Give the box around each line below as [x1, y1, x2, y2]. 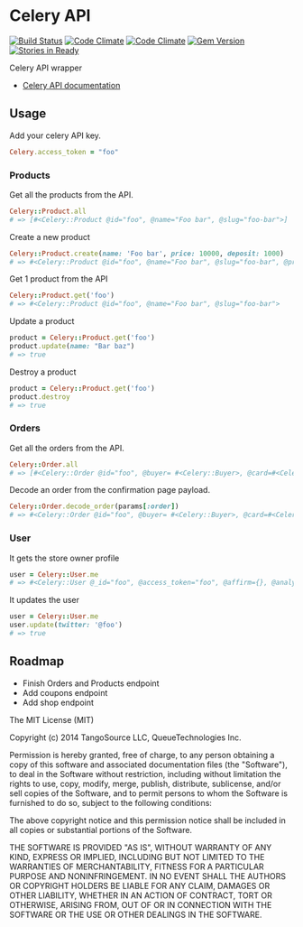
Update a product [9, 316, 75, 327]
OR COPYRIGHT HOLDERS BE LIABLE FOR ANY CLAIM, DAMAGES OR [9, 880, 271, 891]
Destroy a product [9, 366, 77, 377]
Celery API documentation [22, 79, 121, 90]
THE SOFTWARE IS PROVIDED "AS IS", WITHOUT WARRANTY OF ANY [9, 841, 272, 853]
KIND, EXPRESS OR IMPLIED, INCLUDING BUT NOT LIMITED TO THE [9, 851, 265, 862]
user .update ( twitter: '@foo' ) [9, 620, 124, 630]
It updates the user [9, 595, 79, 606]
